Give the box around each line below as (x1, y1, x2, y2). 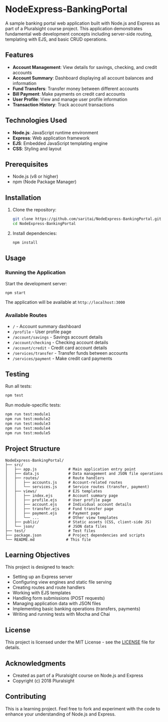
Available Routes (5, 312, 47, 319)
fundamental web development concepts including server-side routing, (5, 31, 152, 37)
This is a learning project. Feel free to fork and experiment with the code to (5, 705, 160, 711)
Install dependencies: (12, 230, 57, 236)
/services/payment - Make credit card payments (12, 355, 112, 361)
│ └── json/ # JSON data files (5, 524, 107, 529)
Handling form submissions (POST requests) (12, 595, 105, 601)
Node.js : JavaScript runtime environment (12, 129, 99, 135)
